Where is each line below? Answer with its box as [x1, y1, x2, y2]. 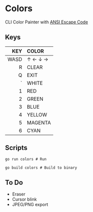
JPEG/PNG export [12, 202, 49, 208]
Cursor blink [12, 196, 37, 202]
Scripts [5, 144, 28, 152]
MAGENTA [26, 119, 51, 126]
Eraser [12, 191, 26, 197]
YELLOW [26, 111, 47, 118]
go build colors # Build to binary [5, 165, 77, 170]
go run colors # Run [5, 156, 47, 161]
